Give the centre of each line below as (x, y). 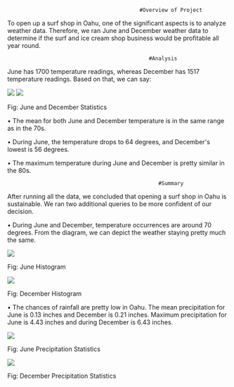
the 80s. (19, 170)
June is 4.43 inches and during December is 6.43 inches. (90, 322)
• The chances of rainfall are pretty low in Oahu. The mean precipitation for (116, 307)
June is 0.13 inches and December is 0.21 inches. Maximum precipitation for (117, 315)
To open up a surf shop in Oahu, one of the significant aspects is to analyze (117, 23)
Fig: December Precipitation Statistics (62, 376)
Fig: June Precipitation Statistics (54, 349)
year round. (24, 45)
